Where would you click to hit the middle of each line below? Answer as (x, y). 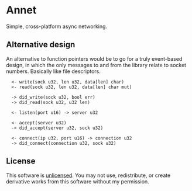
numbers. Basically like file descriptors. (53, 71)
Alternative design (41, 45)
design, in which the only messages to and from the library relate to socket (96, 65)
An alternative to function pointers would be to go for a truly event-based (94, 58)
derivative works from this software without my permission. (78, 181)
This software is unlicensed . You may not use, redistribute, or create (88, 175)
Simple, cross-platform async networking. (56, 26)
